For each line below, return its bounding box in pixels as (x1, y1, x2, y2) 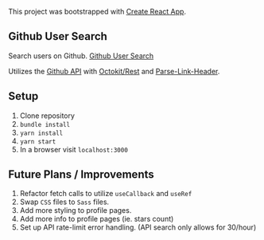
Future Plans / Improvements (8, 167, 155, 182)
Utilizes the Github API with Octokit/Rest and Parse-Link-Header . (8, 66, 220, 76)
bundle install (19, 120, 71, 128)
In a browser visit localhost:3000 (19, 144, 129, 154)
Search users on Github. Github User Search (8, 51, 154, 61)
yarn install (19, 129, 64, 137)
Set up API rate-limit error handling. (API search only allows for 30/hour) (19, 222, 257, 232)
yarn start (19, 137, 56, 146)
